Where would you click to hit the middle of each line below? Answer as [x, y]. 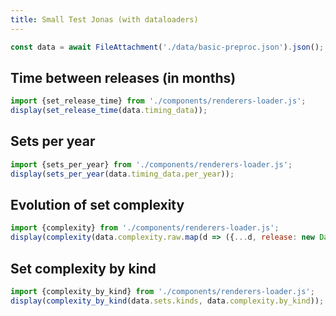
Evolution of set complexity [97, 205]
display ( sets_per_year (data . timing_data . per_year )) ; [122, 174]
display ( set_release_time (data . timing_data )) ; [109, 111]
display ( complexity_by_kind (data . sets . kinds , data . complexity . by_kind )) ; [167, 301]
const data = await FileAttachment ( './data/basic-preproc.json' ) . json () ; [167, 47]
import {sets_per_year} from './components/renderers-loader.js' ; [151, 164]
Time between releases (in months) [123, 77]
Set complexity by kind [83, 268]
